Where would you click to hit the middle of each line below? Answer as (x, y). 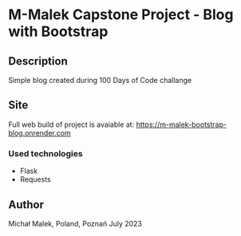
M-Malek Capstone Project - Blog (121, 15)
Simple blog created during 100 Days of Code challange (100, 80)
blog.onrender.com (40, 132)
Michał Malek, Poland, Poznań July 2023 (75, 223)
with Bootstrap (58, 31)
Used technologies (45, 153)
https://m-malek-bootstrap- (182, 124)
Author (26, 205)
